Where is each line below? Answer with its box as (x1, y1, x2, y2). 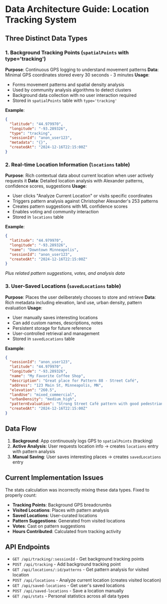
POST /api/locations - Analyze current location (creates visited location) (12, 577, 162, 583)
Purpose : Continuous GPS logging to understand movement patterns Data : (5, 66, 159, 72)
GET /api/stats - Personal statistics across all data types (12, 593, 129, 599)
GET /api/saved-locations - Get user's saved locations (12, 583, 125, 589)
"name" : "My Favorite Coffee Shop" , (9, 374, 85, 379)
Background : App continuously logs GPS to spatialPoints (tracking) (12, 438, 153, 444)
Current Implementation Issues (5, 474, 103, 482)
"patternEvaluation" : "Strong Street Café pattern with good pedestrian (9, 401, 164, 407)
